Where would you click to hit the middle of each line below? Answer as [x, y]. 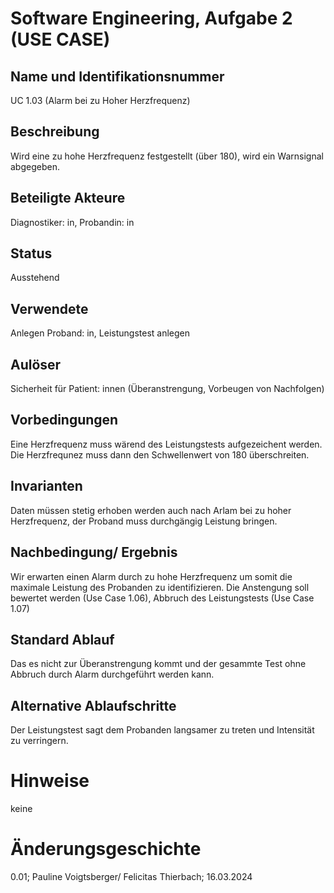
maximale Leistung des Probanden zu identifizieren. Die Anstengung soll [160, 587]
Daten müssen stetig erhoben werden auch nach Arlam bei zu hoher [151, 510]
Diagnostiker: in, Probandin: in [72, 222]
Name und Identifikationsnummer [117, 76]
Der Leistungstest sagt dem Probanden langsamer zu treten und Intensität [162, 730]
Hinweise [50, 781]
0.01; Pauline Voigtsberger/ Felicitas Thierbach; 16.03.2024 [131, 876]
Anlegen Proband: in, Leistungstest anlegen [100, 333]
